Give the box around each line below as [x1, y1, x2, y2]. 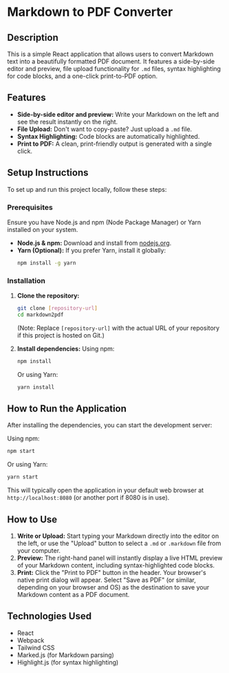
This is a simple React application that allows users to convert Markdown [7, 50, 214, 58]
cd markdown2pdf [17, 311, 64, 318]
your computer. [17, 546, 61, 554]
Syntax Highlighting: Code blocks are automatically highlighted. [17, 132, 200, 140]
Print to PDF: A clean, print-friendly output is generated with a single [17, 139, 212, 148]
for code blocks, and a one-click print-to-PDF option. [7, 72, 158, 80]
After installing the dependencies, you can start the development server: [7, 421, 212, 429]
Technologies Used [7, 610, 91, 622]
